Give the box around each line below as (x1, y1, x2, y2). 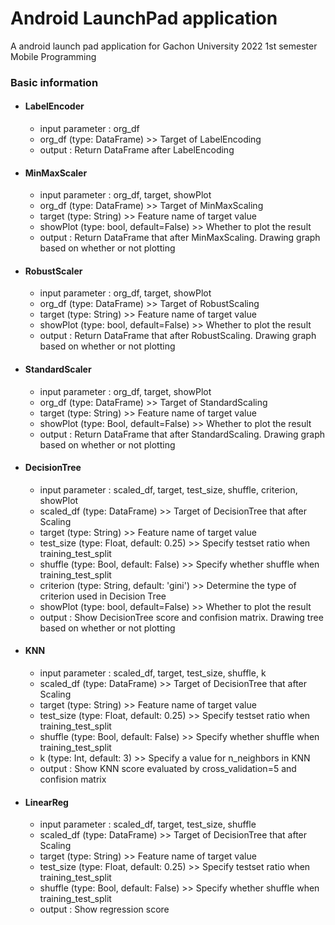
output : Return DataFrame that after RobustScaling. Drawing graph (39, 330, 317, 342)
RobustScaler (24, 265, 83, 277)
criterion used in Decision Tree (39, 590, 167, 602)
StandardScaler (24, 363, 92, 376)
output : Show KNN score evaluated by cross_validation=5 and (39, 763, 297, 775)
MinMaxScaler (24, 167, 88, 179)
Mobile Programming (10, 50, 97, 62)
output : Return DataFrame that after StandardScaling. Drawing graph (39, 428, 325, 440)
